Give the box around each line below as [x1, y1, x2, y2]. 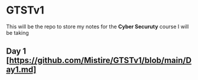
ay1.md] [6, 65, 37, 75]
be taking [6, 29, 30, 36]
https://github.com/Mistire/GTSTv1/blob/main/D [9, 55, 192, 65]
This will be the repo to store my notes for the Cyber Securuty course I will [6, 23, 189, 30]
